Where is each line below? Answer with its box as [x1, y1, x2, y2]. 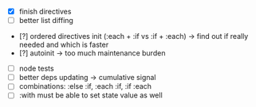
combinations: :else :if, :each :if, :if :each [18, 82, 152, 91]
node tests [18, 63, 54, 74]
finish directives [18, 7, 72, 16]
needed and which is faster [18, 40, 109, 50]
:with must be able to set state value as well [18, 90, 163, 100]
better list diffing [18, 16, 73, 25]
